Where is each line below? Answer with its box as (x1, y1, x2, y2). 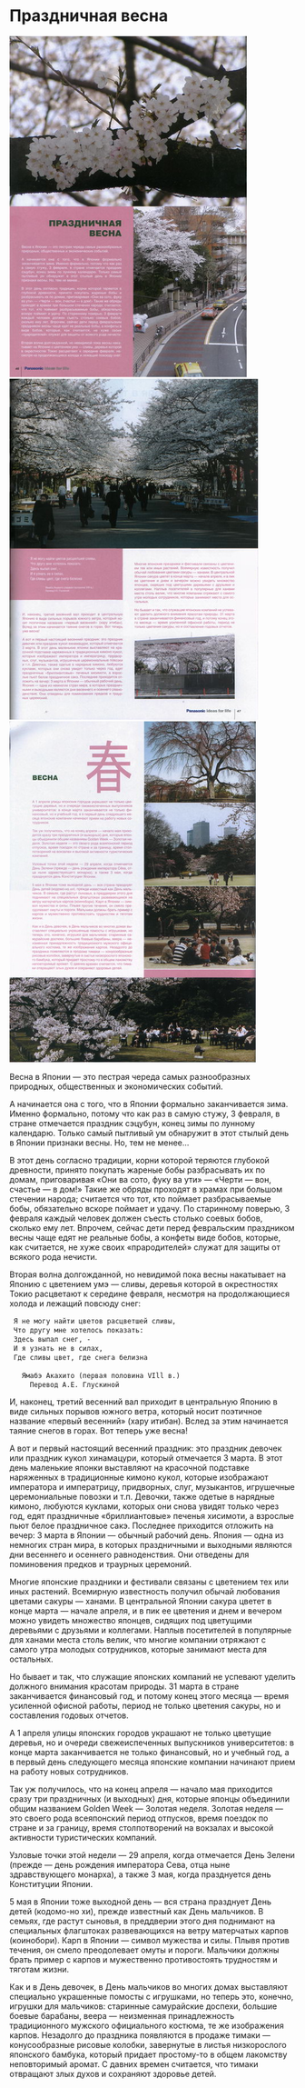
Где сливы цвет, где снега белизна (13, 1353, 148, 1362)
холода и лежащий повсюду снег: (9, 1297, 142, 1309)
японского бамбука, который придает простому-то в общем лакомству (9, 2049, 288, 2060)
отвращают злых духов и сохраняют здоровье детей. (9, 2068, 217, 2079)
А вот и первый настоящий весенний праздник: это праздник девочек (9, 1443, 282, 1454)
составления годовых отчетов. (9, 1710, 129, 1721)
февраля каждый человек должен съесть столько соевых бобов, (9, 1213, 263, 1224)
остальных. (9, 1653, 54, 1664)
